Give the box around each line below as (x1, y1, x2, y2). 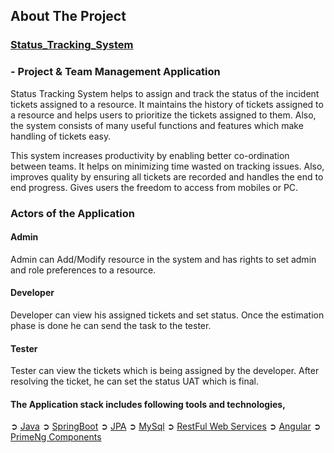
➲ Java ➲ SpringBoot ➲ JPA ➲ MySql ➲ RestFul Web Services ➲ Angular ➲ (10, 420, 322, 433)
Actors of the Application (10, 206, 135, 220)
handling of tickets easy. (10, 130, 112, 142)
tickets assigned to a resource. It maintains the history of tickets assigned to (10, 98, 324, 110)
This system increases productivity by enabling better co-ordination (10, 149, 290, 161)
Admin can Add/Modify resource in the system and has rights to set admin (10, 253, 317, 265)
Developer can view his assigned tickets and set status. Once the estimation (10, 309, 325, 321)
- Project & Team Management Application (10, 65, 221, 79)
